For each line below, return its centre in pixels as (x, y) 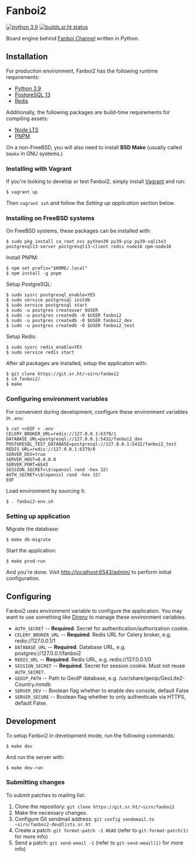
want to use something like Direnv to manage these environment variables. (96, 617)
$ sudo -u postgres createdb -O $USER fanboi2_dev (69, 321)
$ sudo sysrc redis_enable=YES (44, 347)
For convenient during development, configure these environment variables (97, 411)
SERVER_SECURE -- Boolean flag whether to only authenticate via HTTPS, (100, 696)
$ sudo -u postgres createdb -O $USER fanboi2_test (70, 326)
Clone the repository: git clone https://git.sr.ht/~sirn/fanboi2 (94, 806)
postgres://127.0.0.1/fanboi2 (48, 653)
